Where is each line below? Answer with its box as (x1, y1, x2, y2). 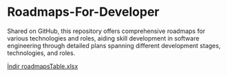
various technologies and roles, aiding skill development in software (7, 34, 199, 42)
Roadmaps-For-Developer (7, 4, 160, 20)
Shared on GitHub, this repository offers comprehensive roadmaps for (7, 27, 206, 35)
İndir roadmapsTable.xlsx (7, 62, 78, 70)
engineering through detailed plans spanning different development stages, (7, 41, 221, 49)
